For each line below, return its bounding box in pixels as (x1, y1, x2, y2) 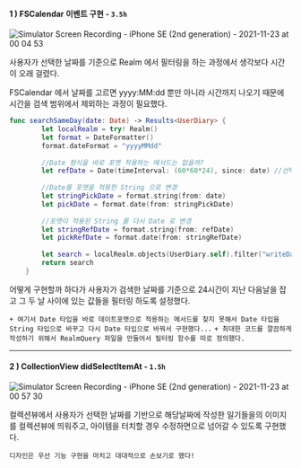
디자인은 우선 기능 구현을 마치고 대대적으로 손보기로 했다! (9, 452, 195, 461)
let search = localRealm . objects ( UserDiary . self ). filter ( (41, 250, 262, 260)
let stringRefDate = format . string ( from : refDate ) (41, 225, 235, 234)
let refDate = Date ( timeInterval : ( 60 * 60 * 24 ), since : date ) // (41, 166, 283, 175)
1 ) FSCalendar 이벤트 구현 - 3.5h (9, 8, 128, 19)
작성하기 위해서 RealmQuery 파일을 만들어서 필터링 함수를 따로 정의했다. (9, 333, 245, 343)
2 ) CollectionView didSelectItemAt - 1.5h (9, 361, 166, 372)
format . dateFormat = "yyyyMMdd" (41, 141, 163, 150)
